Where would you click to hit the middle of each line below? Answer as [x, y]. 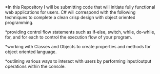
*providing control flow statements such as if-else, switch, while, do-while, [80, 32]
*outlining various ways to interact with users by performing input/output [78, 61]
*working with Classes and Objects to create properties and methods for [78, 46]
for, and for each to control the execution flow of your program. [69, 37]
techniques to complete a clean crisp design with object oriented [70, 17]
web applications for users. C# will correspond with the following [70, 12]
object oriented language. [31, 52]
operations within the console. [35, 66]
